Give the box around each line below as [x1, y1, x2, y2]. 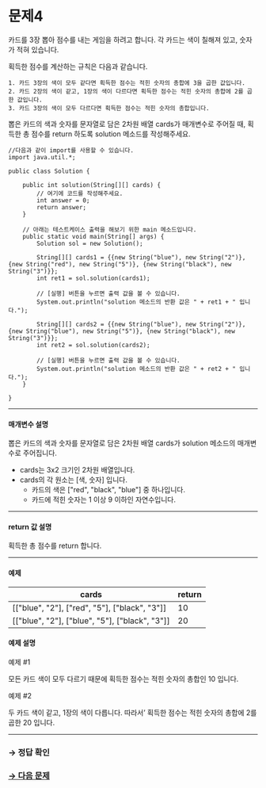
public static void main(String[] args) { [22, 232, 165, 240]
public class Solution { [8, 167, 90, 175]
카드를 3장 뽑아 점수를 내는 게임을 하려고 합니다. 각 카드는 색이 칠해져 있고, [8, 35, 238, 44]
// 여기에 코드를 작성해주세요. [36, 189, 123, 197]
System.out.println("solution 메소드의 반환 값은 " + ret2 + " [36, 365, 236, 373]
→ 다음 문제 [8, 770, 50, 781]
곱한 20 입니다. [8, 717, 55, 727]
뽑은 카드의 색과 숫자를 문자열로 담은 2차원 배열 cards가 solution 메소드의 [8, 438, 236, 448]
